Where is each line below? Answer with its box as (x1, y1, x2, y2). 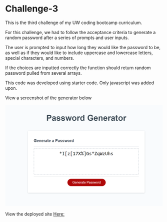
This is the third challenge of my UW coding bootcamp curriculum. (5, 20, 142, 26)
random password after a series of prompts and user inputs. (5, 35, 129, 41)
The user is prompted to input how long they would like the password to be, (5, 44, 161, 50)
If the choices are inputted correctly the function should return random (5, 65, 151, 71)
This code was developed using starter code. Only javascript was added (5, 80, 154, 86)
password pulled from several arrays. (5, 70, 82, 76)
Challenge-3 (5, 3, 58, 15)
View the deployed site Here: (5, 211, 65, 217)
